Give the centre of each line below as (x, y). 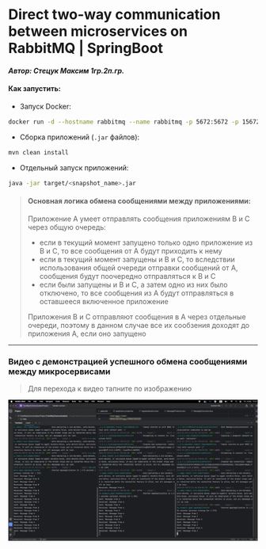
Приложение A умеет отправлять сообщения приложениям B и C (139, 219)
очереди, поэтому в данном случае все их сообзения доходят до (139, 325)
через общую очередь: (67, 227)
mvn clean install (38, 152)
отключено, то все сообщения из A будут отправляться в (137, 293)
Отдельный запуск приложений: (74, 167)
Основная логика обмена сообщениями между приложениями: (139, 201)
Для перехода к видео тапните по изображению (110, 389)
